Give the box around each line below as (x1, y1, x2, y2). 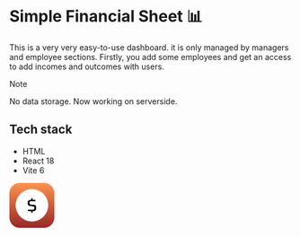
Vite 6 (22, 164, 45, 175)
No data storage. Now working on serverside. (9, 95, 178, 107)
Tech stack (9, 122, 73, 137)
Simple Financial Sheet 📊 (9, 6, 203, 27)
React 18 (22, 155, 55, 166)
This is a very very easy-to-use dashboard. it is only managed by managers (9, 41, 289, 53)
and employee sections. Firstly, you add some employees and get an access (9, 51, 292, 62)
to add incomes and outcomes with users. (9, 61, 164, 72)
